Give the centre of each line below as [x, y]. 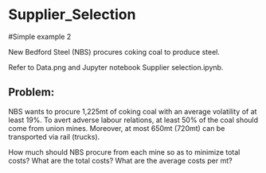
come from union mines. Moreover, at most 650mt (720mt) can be [117, 128]
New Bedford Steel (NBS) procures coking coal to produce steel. [114, 52]
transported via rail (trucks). [54, 136]
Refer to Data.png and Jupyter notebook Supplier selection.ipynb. [116, 67]
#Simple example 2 [40, 37]
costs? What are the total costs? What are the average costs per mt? [120, 160]
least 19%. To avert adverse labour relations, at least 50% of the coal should [133, 120]
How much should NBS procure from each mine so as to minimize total [124, 152]
